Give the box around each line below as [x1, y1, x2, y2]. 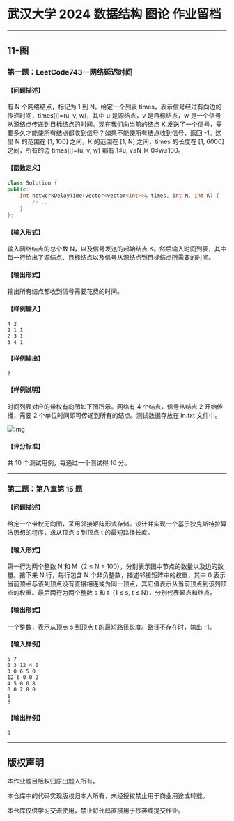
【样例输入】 [7, 304, 44, 313]
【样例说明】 [7, 386, 44, 394]
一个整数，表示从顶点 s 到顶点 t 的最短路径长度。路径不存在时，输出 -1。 [7, 623, 216, 631]
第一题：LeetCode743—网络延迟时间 [7, 68, 133, 77]
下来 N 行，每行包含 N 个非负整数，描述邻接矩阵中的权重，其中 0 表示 [25, 571, 226, 579]
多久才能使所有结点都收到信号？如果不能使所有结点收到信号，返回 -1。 [13, 129, 216, 137]
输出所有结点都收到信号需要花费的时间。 [7, 287, 123, 296]
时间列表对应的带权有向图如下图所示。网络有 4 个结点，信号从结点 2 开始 [7, 402, 217, 411]
